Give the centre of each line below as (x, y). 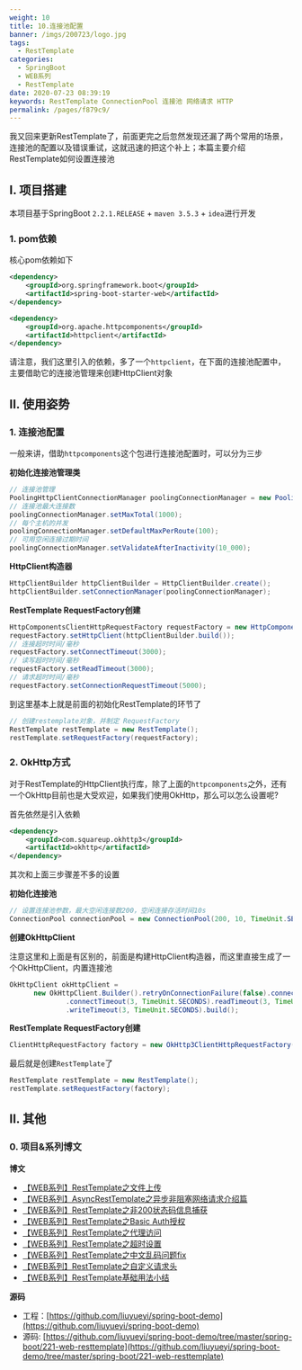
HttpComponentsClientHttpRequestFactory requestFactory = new (128, 627)
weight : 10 (30, 18)
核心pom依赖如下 (41, 260)
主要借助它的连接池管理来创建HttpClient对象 (91, 373)
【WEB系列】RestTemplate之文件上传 (92, 1187)
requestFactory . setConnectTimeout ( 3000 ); (88, 652)
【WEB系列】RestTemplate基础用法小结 (96, 1277)
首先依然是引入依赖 (45, 814)
